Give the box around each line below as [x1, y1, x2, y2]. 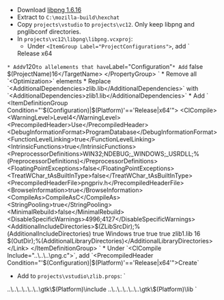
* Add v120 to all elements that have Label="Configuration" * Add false [7, 63, 204, 70]
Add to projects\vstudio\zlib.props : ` [16, 272, 126, 279]
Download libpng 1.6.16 [16, 6, 82, 14]
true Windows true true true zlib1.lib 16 [92, 230, 201, 238]
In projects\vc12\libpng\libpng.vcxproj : [16, 35, 133, 43]
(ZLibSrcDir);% [98, 222, 141, 230]
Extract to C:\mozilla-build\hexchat [16, 13, 120, 21]
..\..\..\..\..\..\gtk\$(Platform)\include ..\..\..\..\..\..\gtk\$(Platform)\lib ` [7, 285, 197, 293]
